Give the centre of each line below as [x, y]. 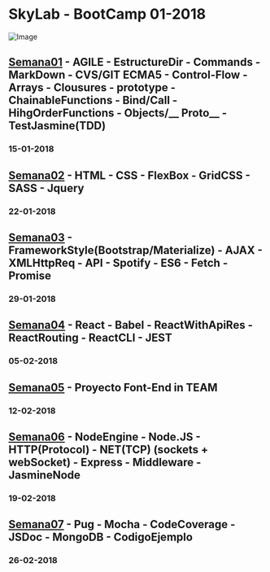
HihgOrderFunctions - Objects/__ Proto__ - [118, 114]
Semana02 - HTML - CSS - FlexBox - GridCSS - [129, 175]
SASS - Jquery [46, 188]
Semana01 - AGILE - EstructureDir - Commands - [135, 62]
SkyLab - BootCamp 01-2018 [107, 14]
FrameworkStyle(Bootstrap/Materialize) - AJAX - [135, 250]
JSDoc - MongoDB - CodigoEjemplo [101, 537]
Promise [30, 275]
